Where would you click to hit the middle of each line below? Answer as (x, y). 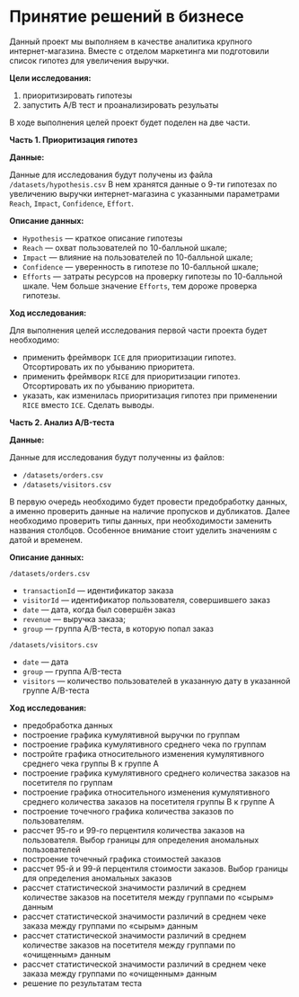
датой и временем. (46, 539)
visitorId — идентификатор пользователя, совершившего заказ (146, 600)
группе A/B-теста (56, 690)
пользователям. (53, 821)
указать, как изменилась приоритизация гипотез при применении (149, 395)
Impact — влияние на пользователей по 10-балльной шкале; (137, 257)
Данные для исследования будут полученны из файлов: (117, 457)
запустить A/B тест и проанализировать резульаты (120, 104)
